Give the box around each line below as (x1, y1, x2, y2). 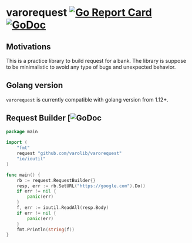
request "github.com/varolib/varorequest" (16, 150, 122, 157)
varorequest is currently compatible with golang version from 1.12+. (6, 96, 169, 103)
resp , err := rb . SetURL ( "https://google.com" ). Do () (16, 183, 146, 189)
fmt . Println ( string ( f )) (16, 227, 75, 232)
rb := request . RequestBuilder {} (16, 177, 96, 183)
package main (6, 129, 38, 134)
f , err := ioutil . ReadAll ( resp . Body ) (16, 205, 109, 211)
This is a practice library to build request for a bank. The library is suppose (6, 58, 187, 64)
